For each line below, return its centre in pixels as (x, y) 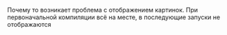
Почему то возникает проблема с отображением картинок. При (102, 10)
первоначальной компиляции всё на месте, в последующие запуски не (114, 17)
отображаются (30, 24)
